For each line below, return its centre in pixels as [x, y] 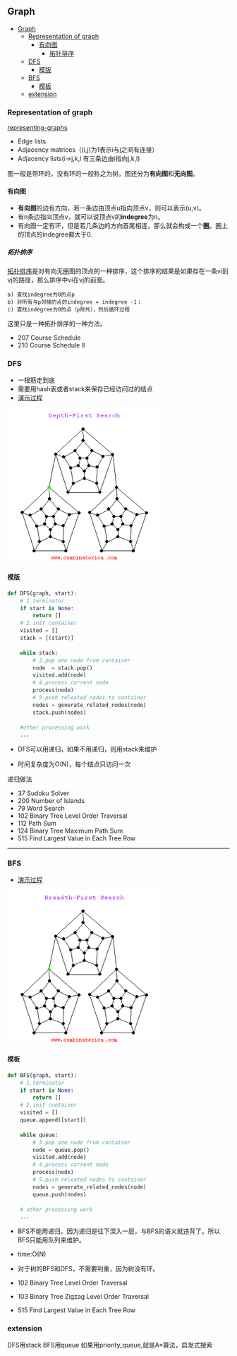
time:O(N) [32, 1254]
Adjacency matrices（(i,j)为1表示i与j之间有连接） [88, 150]
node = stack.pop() [63, 668]
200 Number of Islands [51, 801]
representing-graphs [38, 128]
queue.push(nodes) [60, 1194]
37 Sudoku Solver [43, 793]
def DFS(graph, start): [42, 593]
